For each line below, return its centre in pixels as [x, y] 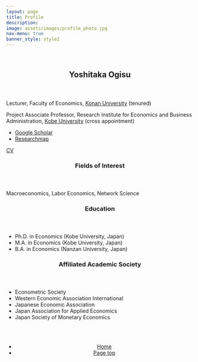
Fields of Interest [100, 166]
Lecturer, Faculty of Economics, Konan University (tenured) [79, 103]
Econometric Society [40, 292]
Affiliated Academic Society [100, 265]
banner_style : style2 [33, 39]
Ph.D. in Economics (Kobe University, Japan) [70, 236]
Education [100, 209]
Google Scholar [34, 133]
